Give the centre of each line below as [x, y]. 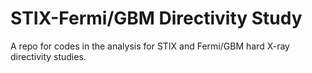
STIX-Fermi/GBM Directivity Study [156, 18]
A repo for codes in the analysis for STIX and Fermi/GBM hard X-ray [150, 46]
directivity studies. [48, 56]
